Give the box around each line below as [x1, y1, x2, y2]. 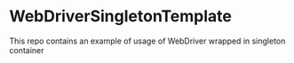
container [9, 44, 44, 55]
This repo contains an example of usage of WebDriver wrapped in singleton [9, 35, 286, 46]
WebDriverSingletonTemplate [9, 6, 233, 27]
